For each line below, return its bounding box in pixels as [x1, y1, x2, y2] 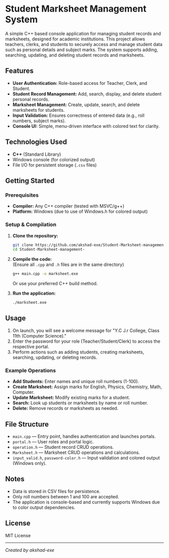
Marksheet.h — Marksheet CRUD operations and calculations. [12, 449, 140, 455]
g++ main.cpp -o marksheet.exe [12, 271, 78, 276]
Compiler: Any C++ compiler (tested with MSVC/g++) [12, 203, 125, 209]
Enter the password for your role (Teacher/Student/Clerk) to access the [12, 338, 161, 344]
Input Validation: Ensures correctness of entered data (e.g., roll [12, 112, 145, 118]
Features [5, 67, 34, 75]
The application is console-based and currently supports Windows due [12, 499, 160, 505]
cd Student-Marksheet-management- [12, 247, 85, 252]
